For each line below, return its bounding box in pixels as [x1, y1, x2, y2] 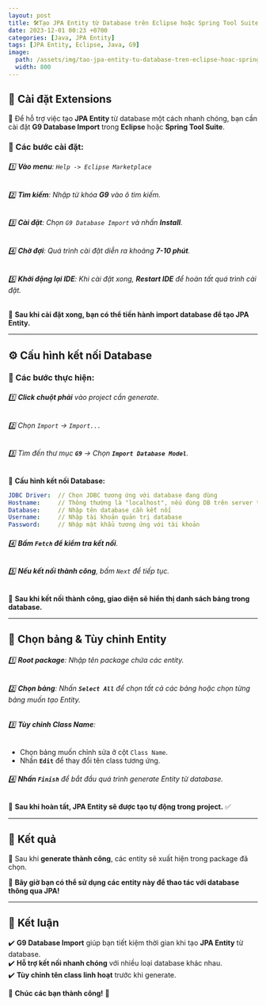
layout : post [8, 11, 51, 20]
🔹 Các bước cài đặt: [8, 142, 85, 153]
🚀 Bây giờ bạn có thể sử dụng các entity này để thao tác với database [8, 877, 240, 887]
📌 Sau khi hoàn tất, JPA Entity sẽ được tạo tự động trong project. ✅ [8, 802, 231, 812]
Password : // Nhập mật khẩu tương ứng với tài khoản [8, 520, 200, 529]
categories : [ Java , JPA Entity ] [8, 33, 115, 42]
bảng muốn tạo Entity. [8, 695, 81, 704]
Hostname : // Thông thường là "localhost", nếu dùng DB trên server [8, 498, 253, 507]
